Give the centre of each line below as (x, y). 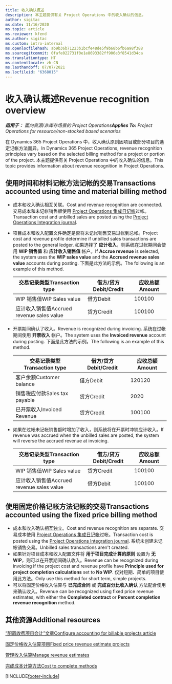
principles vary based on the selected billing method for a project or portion (85, 154)
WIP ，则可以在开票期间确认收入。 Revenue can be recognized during (85, 560)
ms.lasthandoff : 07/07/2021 (35, 67)
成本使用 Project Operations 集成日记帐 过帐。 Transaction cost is (85, 534)
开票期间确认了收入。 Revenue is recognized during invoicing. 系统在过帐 (89, 328)
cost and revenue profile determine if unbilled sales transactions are (84, 238)
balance (25, 384)
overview (26, 110)
